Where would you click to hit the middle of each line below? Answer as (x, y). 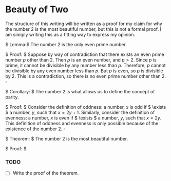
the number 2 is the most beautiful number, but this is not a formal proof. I (83, 29)
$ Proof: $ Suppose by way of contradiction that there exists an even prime (85, 54)
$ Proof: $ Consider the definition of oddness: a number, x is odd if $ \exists (86, 107)
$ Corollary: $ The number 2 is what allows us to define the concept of (80, 91)
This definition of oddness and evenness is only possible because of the (82, 123)
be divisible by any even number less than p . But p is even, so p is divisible (84, 71)
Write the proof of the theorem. (46, 173)
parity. (12, 97)
